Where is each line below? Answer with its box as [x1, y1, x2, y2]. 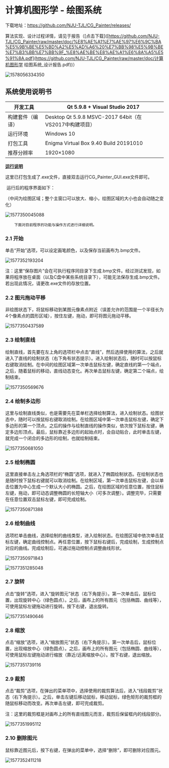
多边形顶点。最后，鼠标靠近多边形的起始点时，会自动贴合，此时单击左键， [9, 429, 164, 435]
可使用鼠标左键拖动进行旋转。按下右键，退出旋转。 [5, 603, 111, 609]
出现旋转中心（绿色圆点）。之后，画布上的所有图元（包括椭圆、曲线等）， [14, 597, 164, 603]
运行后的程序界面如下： [6, 184, 55, 190]
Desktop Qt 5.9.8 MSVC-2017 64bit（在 [45, 113, 142, 120]
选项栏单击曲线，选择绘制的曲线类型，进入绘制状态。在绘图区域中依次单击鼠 [5, 532, 164, 538]
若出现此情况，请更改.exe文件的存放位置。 [5, 281, 94, 287]
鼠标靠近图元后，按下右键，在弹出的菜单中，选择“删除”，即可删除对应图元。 [5, 747, 163, 753]
